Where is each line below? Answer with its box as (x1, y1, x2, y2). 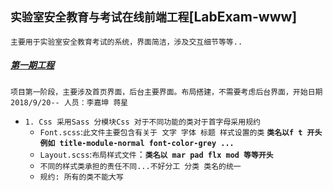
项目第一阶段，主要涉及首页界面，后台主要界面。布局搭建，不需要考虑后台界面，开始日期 (10, 87, 323, 97)
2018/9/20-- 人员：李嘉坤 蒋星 (10, 97, 129, 108)
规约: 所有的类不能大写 (39, 172, 124, 182)
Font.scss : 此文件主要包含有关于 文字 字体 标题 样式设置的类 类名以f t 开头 (39, 125, 323, 138)
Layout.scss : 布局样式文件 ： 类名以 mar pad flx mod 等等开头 (39, 148, 274, 160)
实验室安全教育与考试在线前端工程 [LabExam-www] (10, 9, 298, 26)
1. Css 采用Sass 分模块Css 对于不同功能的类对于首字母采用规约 (24, 117, 261, 127)
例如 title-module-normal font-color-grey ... (39, 138, 235, 148)
